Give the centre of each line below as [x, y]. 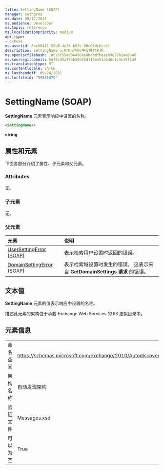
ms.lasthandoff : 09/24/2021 [34, 73]
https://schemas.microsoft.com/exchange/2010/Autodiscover [88, 355]
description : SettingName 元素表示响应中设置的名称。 [56, 50]
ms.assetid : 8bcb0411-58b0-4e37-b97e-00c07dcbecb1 [58, 46]
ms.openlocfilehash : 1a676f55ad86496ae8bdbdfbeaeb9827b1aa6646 [71, 55]
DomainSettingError [30, 265]
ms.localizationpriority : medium [39, 32]
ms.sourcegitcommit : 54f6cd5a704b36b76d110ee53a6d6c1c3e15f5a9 [71, 60]
